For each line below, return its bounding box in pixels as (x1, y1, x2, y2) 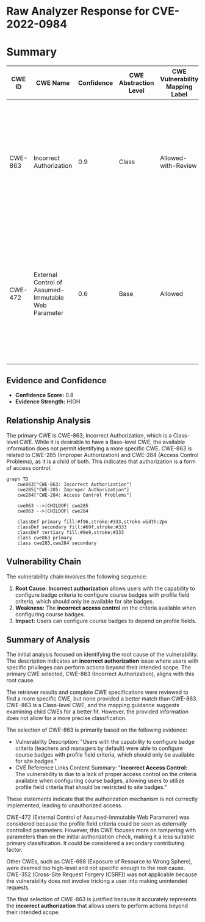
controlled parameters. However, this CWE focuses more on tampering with (6, 827, 196, 834)
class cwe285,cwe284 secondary (17, 540, 97, 546)
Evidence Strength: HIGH (15, 398, 81, 405)
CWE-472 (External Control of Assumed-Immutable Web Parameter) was (6, 813, 190, 821)
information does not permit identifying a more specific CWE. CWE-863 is (6, 444, 192, 452)
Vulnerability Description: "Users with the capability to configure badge (15, 738, 195, 746)
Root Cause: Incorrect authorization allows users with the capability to (15, 585, 195, 592)
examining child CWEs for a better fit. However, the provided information (6, 708, 189, 715)
